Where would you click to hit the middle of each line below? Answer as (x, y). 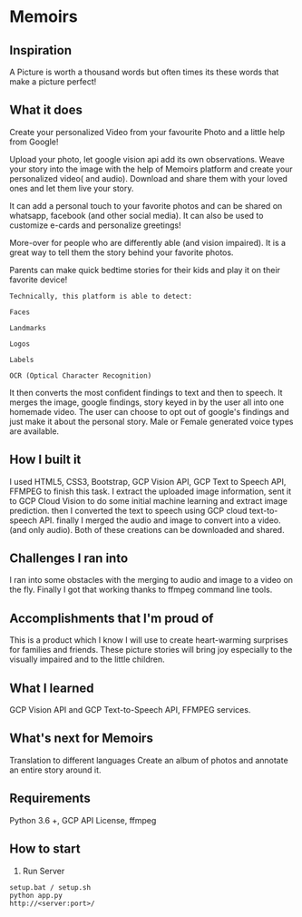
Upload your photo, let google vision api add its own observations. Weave (147, 159)
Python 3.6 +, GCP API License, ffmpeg (83, 820)
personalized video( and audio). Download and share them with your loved (149, 178)
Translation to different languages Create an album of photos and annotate (149, 760)
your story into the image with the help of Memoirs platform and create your (151, 169)
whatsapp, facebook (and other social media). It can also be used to (136, 215)
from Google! (34, 142)
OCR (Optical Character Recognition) (81, 375)
